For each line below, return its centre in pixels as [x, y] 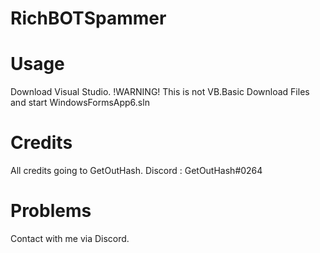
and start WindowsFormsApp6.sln [80, 103]
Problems [51, 211]
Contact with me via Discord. [70, 238]
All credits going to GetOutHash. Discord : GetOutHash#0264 [136, 171]
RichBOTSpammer [88, 18]
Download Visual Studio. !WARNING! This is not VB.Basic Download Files [160, 92]
